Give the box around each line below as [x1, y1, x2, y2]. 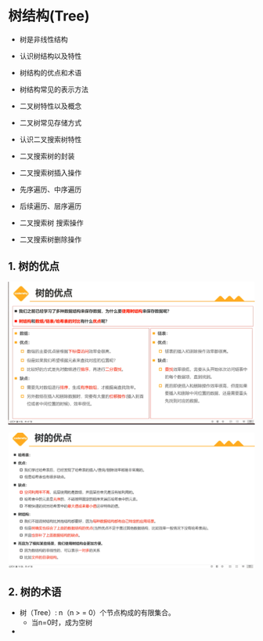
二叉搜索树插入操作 [19, 168, 82, 177]
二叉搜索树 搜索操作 [19, 217, 84, 228]
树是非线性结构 [19, 35, 68, 44]
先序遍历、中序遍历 [19, 184, 82, 194]
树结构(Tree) [8, 7, 90, 25]
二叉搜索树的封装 [19, 151, 75, 161]
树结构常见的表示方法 [19, 84, 88, 94]
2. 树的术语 [8, 585, 62, 599]
